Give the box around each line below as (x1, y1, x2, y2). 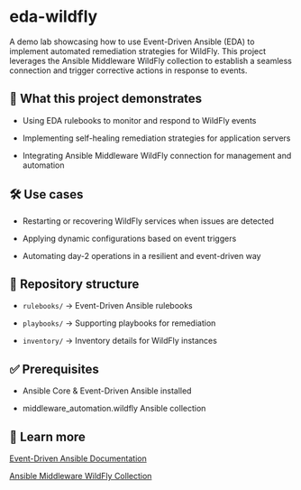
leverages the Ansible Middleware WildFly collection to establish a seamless (9, 55, 293, 66)
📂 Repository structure (9, 276, 140, 291)
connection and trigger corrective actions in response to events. (9, 65, 248, 76)
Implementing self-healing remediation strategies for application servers (22, 133, 291, 143)
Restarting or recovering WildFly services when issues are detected (22, 215, 275, 227)
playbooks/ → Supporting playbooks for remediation (22, 318, 216, 328)
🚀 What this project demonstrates (9, 91, 203, 106)
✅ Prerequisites (9, 361, 99, 376)
